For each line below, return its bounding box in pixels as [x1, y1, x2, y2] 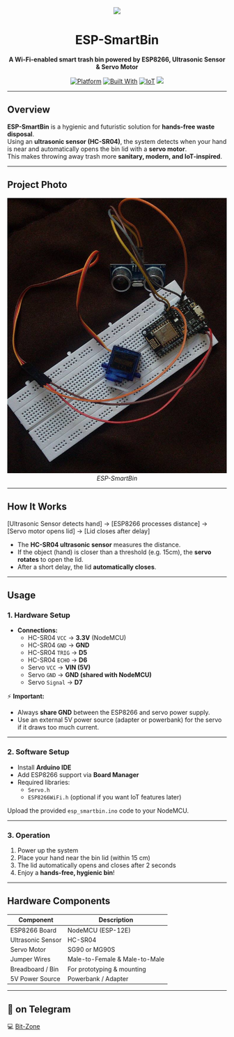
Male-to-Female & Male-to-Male [67, 955, 165, 964]
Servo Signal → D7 [27, 678, 83, 687]
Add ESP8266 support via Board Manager [17, 770, 139, 778]
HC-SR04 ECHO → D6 [27, 656, 88, 665]
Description [98, 915, 134, 924]
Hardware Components [7, 895, 111, 907]
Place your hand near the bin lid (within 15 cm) [17, 853, 151, 862]
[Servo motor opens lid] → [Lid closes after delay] [7, 527, 150, 535]
